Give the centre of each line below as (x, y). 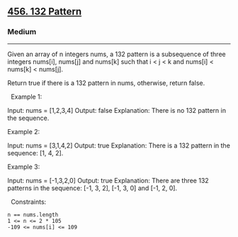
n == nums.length (33, 215)
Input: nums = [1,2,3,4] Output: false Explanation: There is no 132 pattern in (117, 110)
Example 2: (24, 131)
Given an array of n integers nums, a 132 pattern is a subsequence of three (117, 54)
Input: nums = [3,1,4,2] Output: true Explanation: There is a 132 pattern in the (119, 145)
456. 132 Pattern (45, 12)
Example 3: (24, 167)
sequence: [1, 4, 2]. (35, 153)
